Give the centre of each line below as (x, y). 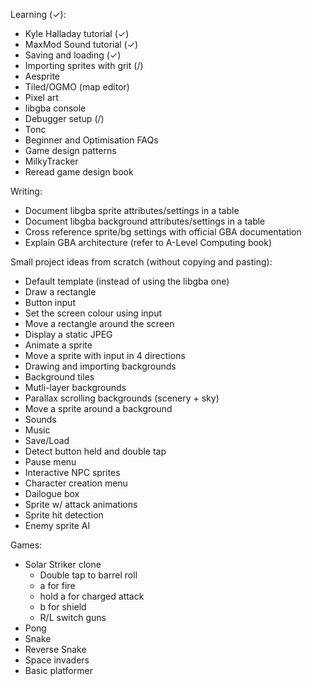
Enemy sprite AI (57, 525)
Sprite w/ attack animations (81, 504)
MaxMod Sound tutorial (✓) (81, 44)
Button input (50, 302)
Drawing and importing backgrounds (100, 366)
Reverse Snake (55, 649)
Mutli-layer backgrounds (75, 387)
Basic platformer (58, 670)
